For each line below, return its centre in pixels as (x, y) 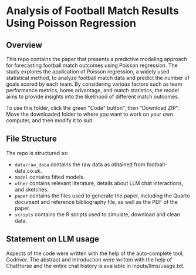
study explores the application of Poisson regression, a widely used (88, 71)
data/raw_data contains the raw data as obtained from (80, 164)
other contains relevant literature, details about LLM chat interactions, (99, 183)
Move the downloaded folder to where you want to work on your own (89, 114)
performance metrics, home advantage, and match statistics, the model (92, 90)
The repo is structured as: (37, 153)
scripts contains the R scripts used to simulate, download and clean (97, 214)
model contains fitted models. (50, 177)
